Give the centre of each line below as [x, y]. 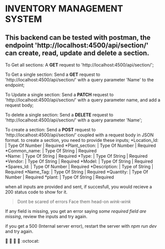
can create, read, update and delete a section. [77, 53]
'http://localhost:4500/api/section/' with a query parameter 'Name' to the [80, 80]
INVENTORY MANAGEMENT [64, 9]
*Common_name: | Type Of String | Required [51, 151]
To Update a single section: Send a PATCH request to [59, 94]
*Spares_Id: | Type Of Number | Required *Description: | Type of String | [79, 166]
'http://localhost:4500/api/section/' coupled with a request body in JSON [80, 135]
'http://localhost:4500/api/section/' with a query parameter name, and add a [83, 100]
